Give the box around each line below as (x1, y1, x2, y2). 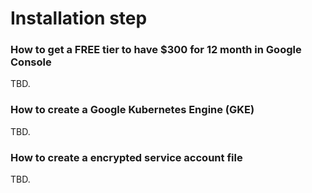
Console (10, 55, 52, 69)
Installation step (10, 7, 148, 30)
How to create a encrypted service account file (10, 150, 243, 164)
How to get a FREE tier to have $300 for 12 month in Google (10, 43, 302, 57)
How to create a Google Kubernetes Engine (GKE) (10, 103, 255, 117)
